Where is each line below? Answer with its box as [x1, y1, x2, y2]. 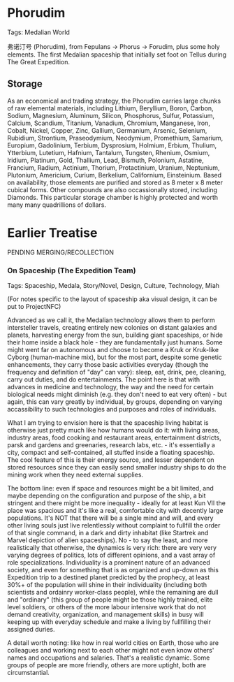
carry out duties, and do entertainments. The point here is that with [7, 375, 200, 384]
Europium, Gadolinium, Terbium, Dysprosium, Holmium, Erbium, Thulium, [7, 141, 217, 150]
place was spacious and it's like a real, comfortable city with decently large [7, 506, 224, 514]
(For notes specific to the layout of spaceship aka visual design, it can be [7, 295, 218, 303]
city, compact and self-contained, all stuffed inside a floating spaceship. [7, 448, 215, 456]
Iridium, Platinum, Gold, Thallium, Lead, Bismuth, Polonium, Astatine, [7, 156, 204, 164]
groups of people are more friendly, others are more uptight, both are [7, 660, 207, 669]
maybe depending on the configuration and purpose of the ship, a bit [7, 491, 206, 500]
